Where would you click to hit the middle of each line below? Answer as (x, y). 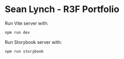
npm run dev (17, 32)
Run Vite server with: (27, 23)
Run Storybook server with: (33, 42)
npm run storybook (24, 51)
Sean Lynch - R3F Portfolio (62, 9)
